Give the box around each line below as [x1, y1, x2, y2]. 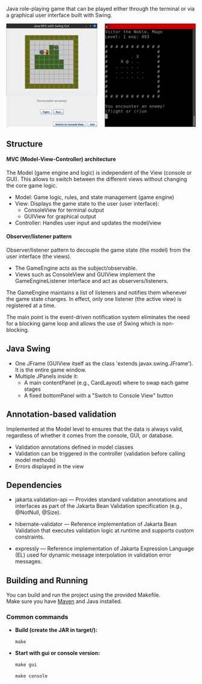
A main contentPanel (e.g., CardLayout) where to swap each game [23, 379, 189, 386]
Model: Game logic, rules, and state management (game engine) [14, 193, 174, 201]
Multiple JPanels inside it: [14, 372, 79, 379]
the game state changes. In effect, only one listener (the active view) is [6, 295, 182, 302]
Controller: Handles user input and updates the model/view [14, 219, 162, 226]
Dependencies [6, 480, 62, 490]
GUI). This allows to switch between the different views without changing [6, 175, 188, 183]
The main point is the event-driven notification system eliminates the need [6, 313, 190, 320]
